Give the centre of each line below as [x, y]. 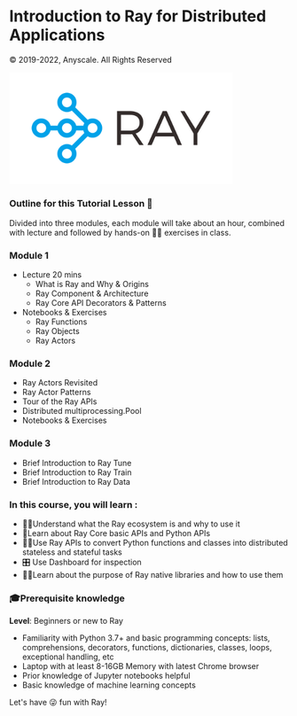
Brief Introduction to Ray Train [77, 472]
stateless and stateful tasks [72, 552]
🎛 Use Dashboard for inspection [82, 562]
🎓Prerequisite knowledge [67, 598]
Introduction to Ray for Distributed [138, 16]
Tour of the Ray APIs [59, 401]
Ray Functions [61, 322]
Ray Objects [57, 331]
